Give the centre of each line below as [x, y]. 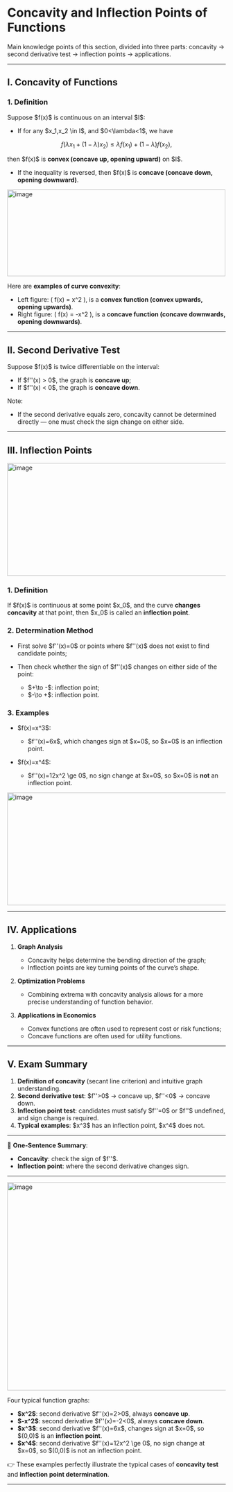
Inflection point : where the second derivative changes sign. [103, 1166]
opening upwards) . [45, 307]
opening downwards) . [50, 322]
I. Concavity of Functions [62, 82]
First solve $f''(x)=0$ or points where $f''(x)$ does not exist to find [113, 646]
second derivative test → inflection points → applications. [89, 54]
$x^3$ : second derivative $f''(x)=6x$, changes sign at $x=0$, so [111, 1428]
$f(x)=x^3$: [34, 728]
